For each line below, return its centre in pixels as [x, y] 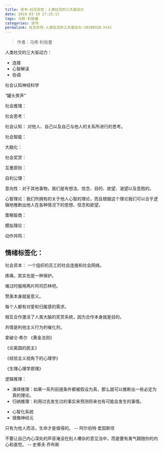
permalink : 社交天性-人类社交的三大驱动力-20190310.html [59, 28]
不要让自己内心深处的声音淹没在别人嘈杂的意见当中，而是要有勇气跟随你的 [79, 438]
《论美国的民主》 [22, 348]
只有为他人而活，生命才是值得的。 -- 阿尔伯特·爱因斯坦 [60, 428]
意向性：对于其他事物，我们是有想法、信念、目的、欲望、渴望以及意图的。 [79, 189]
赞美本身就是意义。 [24, 296]
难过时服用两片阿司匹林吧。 [33, 286]
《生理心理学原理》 [24, 368]
